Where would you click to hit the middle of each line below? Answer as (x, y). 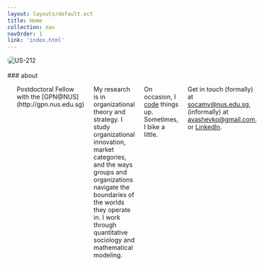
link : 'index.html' (36, 40)
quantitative (111, 233)
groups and (110, 172)
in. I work (107, 218)
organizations (113, 180)
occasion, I (160, 97)
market (104, 150)
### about (23, 76)
